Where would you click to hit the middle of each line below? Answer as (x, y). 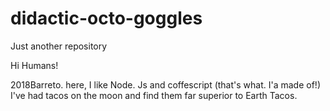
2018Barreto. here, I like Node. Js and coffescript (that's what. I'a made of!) (165, 84)
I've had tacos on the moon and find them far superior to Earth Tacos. (154, 95)
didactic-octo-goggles (106, 18)
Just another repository (59, 46)
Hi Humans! (34, 65)
